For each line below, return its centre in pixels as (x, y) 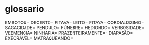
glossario (25, 9)
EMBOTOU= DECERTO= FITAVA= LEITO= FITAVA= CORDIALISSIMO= (75, 22)
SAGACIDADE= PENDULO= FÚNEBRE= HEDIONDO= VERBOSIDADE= (75, 27)
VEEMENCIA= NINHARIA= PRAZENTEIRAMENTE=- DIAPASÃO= (69, 33)
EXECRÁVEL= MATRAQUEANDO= (39, 38)
